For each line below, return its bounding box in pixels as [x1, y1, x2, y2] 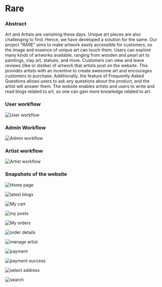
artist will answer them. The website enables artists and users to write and [5, 84, 155, 89]
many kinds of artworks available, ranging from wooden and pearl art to [5, 52, 150, 58]
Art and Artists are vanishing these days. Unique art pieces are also [5, 31, 141, 37]
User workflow [5, 101, 41, 108]
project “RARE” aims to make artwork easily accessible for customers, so [5, 42, 153, 48]
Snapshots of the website [5, 171, 68, 177]
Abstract [5, 21, 27, 27]
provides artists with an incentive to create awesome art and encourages [5, 68, 152, 74]
